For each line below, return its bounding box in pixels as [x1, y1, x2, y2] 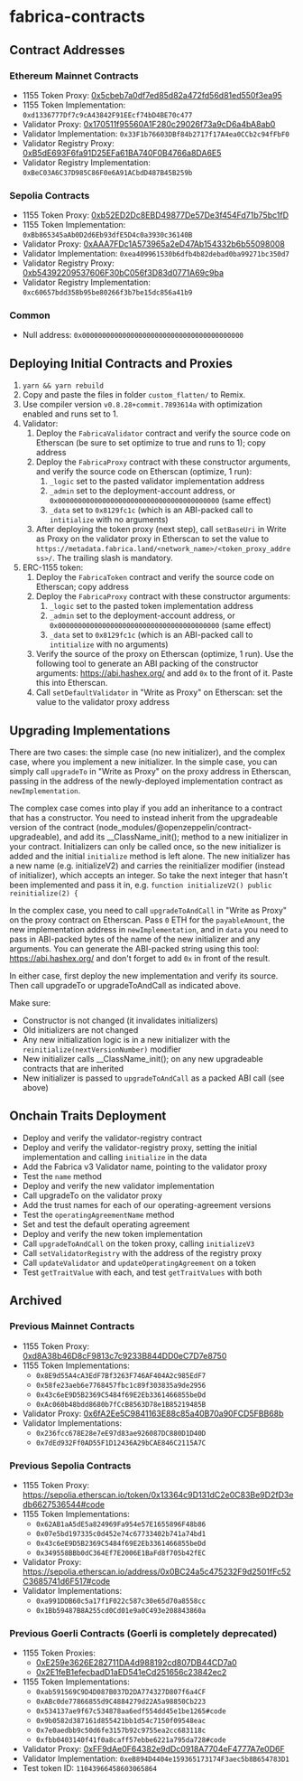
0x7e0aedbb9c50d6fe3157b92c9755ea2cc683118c [35, 1726, 207, 1736]
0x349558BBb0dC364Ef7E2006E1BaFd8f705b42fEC [35, 1548, 207, 1558]
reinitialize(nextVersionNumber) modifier [22, 1044, 182, 1055]
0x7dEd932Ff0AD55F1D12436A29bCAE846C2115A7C [35, 1439, 207, 1448]
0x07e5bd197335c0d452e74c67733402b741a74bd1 [35, 1529, 207, 1538]
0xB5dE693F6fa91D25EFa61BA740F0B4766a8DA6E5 [22, 147, 222, 158]
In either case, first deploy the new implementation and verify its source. [9, 970, 279, 981]
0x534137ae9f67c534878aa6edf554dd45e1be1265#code [35, 1707, 227, 1716]
